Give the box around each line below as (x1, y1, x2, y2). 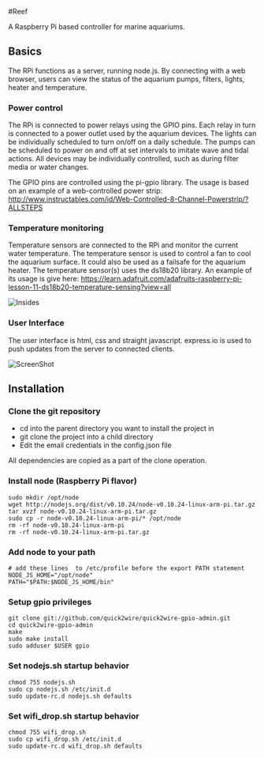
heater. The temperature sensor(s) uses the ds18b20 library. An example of (8, 266, 252, 275)
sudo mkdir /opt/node (8, 493, 80, 501)
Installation (8, 383, 65, 396)
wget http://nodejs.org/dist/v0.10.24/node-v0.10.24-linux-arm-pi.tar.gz (8, 500, 256, 508)
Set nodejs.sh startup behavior (8, 660, 130, 671)
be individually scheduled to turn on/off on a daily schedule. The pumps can (8, 138, 256, 147)
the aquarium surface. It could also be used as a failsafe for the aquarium (8, 257, 246, 267)
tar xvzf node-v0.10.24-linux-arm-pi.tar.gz (8, 507, 157, 515)
